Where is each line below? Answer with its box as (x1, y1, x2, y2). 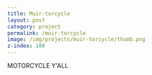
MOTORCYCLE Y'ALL (7, 62, 69, 69)
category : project (7, 23, 61, 30)
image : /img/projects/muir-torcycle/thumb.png (7, 36, 146, 43)
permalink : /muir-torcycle (7, 29, 86, 37)
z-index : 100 (7, 42, 46, 49)
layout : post (7, 17, 46, 24)
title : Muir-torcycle (7, 10, 71, 17)
